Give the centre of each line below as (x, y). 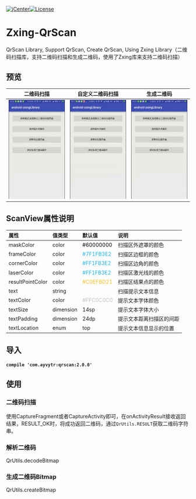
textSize (18, 309)
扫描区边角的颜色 (138, 263)
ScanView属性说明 (40, 218)
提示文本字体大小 (138, 309)
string (59, 291)
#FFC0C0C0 (98, 300)
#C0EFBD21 (97, 281)
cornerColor (23, 263)
